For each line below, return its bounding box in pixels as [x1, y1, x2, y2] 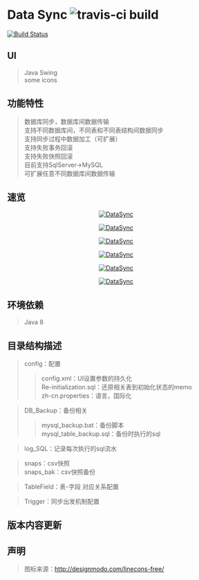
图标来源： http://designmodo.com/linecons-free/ [23, 565, 164, 573]
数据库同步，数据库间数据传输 [23, 117, 109, 125]
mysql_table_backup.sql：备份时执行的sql [41, 430, 161, 438]
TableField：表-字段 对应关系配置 [23, 482, 119, 491]
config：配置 [23, 360, 61, 367]
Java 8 [23, 318, 44, 326]
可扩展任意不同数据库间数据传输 [23, 169, 115, 177]
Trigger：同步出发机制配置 [23, 498, 100, 505]
